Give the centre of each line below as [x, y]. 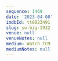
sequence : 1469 [24, 11]
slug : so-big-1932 [28, 28]
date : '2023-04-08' [30, 17]
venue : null [20, 33]
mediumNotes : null [28, 49]
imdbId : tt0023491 [28, 22]
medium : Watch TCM [28, 44]
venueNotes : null [27, 38]
